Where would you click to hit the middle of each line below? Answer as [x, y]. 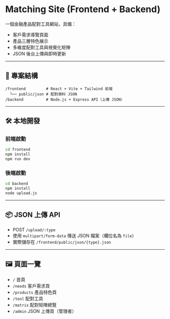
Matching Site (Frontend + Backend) [83, 9]
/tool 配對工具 [28, 298]
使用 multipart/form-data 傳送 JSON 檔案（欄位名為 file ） [74, 236]
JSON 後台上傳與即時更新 [39, 54]
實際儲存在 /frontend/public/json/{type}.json [62, 242]
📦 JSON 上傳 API [33, 215]
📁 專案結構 [22, 76]
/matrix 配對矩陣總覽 [34, 305]
